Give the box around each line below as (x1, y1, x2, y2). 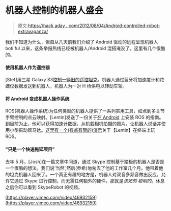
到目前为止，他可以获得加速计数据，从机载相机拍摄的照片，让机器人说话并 (5, 121, 161, 127)
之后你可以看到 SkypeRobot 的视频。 (5, 184, 82, 190)
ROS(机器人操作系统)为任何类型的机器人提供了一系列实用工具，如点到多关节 (5, 108, 165, 114)
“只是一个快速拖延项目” (5, 146, 55, 152)
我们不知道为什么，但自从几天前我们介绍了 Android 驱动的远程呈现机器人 (5, 39, 158, 45)
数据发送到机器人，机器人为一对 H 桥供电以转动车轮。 (14, 83, 127, 89)
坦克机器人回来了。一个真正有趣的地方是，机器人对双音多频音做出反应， (9, 171, 161, 177)
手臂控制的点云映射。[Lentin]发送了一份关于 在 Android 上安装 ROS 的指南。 (5, 114, 164, 121)
